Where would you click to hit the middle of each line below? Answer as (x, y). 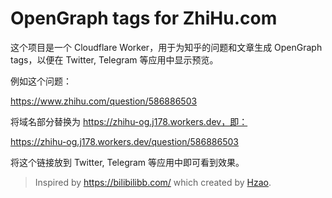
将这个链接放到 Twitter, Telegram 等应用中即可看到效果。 (127, 162)
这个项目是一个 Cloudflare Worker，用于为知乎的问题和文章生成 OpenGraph (166, 47)
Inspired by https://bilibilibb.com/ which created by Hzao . (153, 182)
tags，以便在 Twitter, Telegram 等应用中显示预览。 (114, 59)
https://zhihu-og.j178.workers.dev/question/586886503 (124, 141)
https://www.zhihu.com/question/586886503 (104, 101)
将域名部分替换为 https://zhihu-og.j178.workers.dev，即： (129, 121)
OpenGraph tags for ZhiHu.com (144, 18)
